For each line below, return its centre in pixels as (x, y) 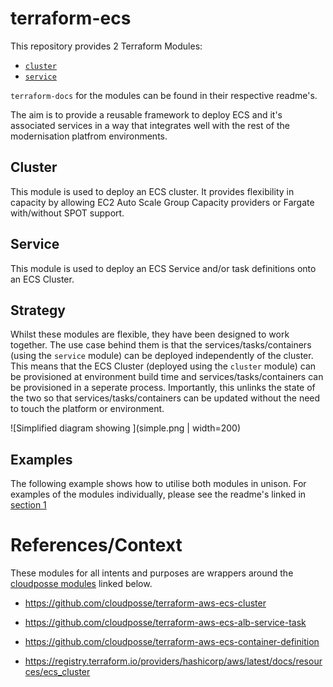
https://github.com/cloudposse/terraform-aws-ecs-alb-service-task (165, 623)
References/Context (96, 545)
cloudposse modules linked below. (81, 584)
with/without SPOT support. (67, 213)
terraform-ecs (71, 18)
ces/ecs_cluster (57, 672)
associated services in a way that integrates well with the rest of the (150, 125)
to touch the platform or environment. (87, 409)
